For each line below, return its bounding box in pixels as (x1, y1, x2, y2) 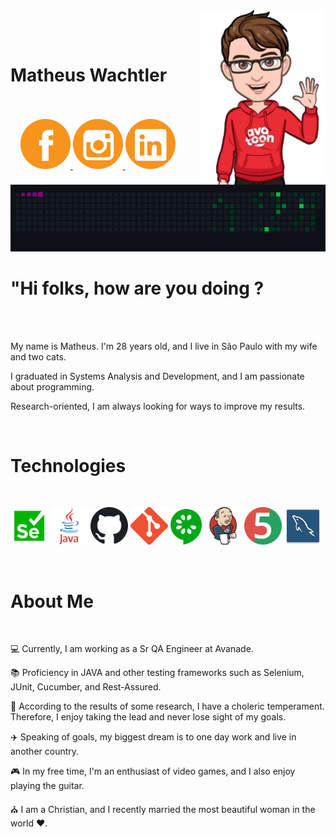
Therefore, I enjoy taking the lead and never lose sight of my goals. (10, 711, 287, 723)
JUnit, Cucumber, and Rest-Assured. (10, 681, 162, 693)
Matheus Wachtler (10, 64, 168, 87)
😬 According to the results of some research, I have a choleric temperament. (10, 700, 325, 713)
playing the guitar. (10, 780, 85, 792)
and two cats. (10, 350, 67, 363)
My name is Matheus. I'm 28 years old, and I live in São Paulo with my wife (10, 340, 318, 352)
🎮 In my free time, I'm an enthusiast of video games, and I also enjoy (10, 765, 296, 778)
